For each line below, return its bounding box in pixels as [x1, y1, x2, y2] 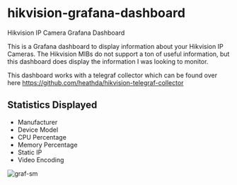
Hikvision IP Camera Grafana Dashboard [7, 28, 125, 37]
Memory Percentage [17, 140, 78, 149]
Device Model [17, 125, 59, 134]
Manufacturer [17, 118, 58, 126]
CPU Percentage [17, 133, 67, 141]
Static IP [17, 147, 42, 157]
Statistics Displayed [7, 99, 98, 111]
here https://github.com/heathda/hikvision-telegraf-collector [7, 78, 184, 86]
